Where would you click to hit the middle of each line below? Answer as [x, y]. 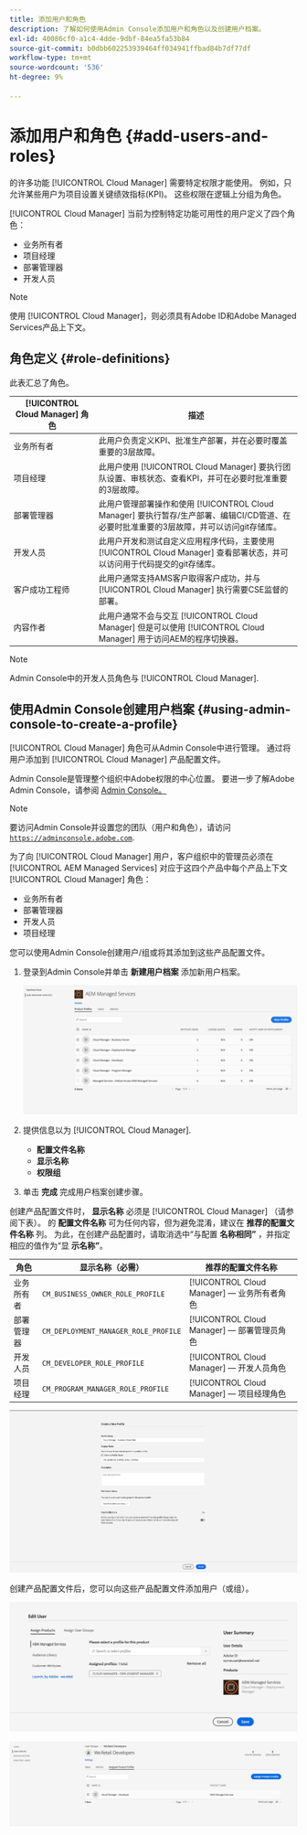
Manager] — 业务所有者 [233, 1293]
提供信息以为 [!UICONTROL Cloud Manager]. [107, 1130]
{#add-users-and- [196, 136]
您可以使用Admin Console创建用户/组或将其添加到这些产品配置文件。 [140, 952]
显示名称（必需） [111, 1267]
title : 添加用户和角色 [48, 19]
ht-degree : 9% [37, 78]
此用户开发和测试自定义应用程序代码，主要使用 [187, 541]
